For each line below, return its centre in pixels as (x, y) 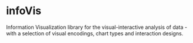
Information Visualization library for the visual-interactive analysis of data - (96, 27)
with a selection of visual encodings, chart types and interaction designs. (95, 33)
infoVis (24, 11)
